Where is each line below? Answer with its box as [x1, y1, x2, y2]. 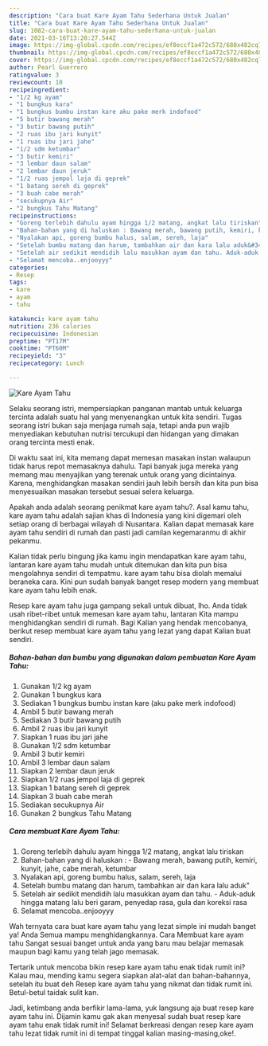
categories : [9, 264, 49, 272]
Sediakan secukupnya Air [20, 800, 104, 809]
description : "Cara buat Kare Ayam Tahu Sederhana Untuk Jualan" [9, 11, 230, 20]
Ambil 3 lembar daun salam [20, 758, 111, 767]
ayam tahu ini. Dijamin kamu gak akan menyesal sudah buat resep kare [9, 1011, 242, 1021]
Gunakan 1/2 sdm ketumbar [20, 740, 111, 750]
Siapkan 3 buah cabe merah [20, 791, 114, 801]
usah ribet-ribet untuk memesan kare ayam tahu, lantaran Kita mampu [9, 609, 239, 618]
